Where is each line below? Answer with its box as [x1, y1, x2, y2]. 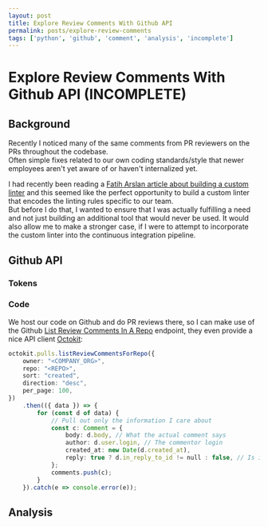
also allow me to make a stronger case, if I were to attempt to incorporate [8, 222, 249, 232]
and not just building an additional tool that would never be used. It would [8, 214, 250, 223]
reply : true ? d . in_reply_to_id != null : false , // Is [65, 453, 255, 462]
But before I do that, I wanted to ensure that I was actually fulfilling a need [8, 205, 251, 214]
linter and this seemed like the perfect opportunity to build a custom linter [8, 188, 250, 198]
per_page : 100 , [22, 387, 73, 395]
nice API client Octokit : [8, 333, 84, 344]
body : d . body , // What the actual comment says [65, 431, 227, 440]
